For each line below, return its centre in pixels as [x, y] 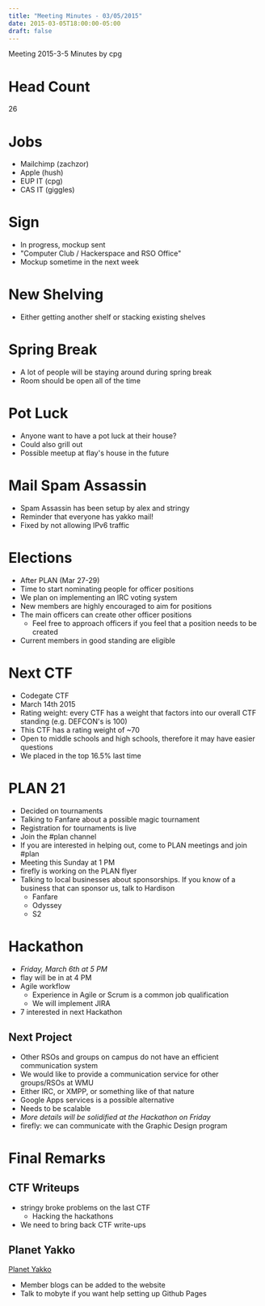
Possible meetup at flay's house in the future [95, 453]
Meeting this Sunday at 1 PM [67, 862]
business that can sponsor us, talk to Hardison [97, 888]
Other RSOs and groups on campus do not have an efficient [120, 1057]
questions [37, 747]
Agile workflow [45, 986]
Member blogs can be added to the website [93, 1285]
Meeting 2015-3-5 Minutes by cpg [65, 54]
